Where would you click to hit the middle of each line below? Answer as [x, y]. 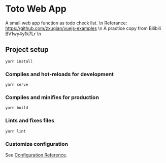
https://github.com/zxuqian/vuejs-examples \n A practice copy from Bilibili [83, 28]
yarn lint [16, 131]
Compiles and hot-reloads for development [60, 74]
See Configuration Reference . [36, 155]
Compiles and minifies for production [52, 97]
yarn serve [17, 85]
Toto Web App [36, 9]
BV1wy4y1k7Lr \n [23, 34]
